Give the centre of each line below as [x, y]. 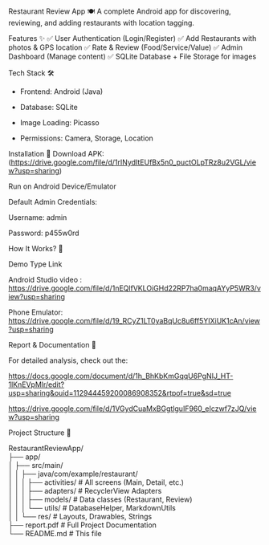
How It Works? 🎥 [36, 248]
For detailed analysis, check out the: [68, 360]
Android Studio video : [45, 280]
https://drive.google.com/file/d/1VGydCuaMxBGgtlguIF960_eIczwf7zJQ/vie [132, 409]
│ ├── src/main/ [36, 465]
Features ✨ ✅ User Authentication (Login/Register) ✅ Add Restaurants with [132, 38]
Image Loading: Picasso [59, 122]
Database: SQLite [49, 107]
